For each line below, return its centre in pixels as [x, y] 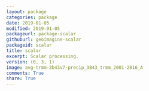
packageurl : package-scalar [41, 34]
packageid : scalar [29, 45]
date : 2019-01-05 [28, 23]
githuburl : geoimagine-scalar [44, 40]
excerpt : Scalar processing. [42, 56]
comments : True [25, 73]
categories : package [32, 17]
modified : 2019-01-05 [33, 28]
